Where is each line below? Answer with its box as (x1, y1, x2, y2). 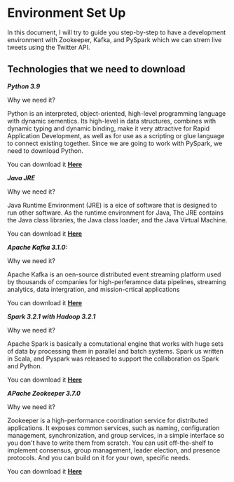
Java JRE (7, 173, 36, 182)
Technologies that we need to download (7, 63, 186, 75)
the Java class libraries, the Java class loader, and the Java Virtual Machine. (7, 215, 228, 224)
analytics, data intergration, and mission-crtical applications (7, 285, 180, 293)
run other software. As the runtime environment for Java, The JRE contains (7, 208, 224, 217)
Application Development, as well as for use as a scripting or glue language (7, 131, 225, 140)
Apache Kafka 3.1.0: (7, 243, 68, 251)
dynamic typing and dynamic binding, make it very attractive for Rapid (7, 124, 210, 133)
